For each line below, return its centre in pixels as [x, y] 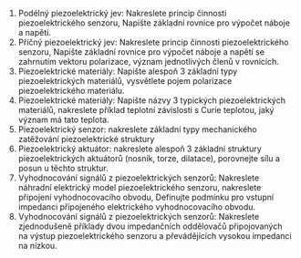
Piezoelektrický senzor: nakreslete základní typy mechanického [137, 129]
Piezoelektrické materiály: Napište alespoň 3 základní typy [128, 71]
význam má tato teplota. [63, 119]
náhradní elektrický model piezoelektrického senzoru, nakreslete [140, 187]
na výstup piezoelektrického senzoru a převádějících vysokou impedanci [155, 236]
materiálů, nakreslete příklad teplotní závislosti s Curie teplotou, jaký [146, 110]
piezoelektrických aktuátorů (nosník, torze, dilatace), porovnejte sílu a [149, 158]
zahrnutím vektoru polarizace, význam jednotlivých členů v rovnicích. [149, 62]
